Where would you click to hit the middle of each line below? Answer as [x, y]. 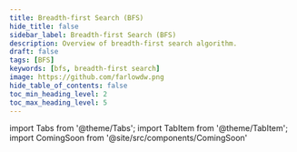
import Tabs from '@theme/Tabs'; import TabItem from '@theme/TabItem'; [149, 128]
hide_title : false [44, 26]
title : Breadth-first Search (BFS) [77, 18]
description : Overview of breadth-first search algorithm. [124, 43]
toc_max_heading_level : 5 [58, 102]
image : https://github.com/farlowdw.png [87, 77]
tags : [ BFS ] [32, 60]
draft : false [34, 52]
